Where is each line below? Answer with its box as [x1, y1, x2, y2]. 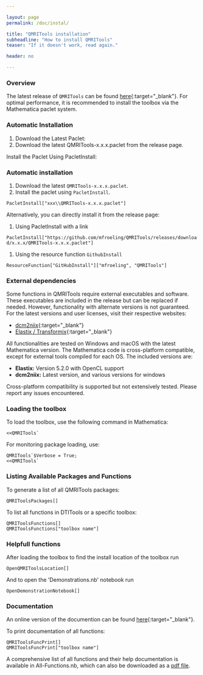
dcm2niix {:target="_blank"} [15, 321, 84, 329]
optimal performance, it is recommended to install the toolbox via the [6, 99, 179, 107]
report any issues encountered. [6, 390, 85, 397]
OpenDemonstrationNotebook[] [6, 588, 80, 595]
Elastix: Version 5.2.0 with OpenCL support [15, 365, 125, 372]
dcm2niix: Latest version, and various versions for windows [15, 371, 166, 379]
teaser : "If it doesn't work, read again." [6, 42, 119, 49]
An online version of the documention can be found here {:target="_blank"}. [6, 616, 195, 623]
